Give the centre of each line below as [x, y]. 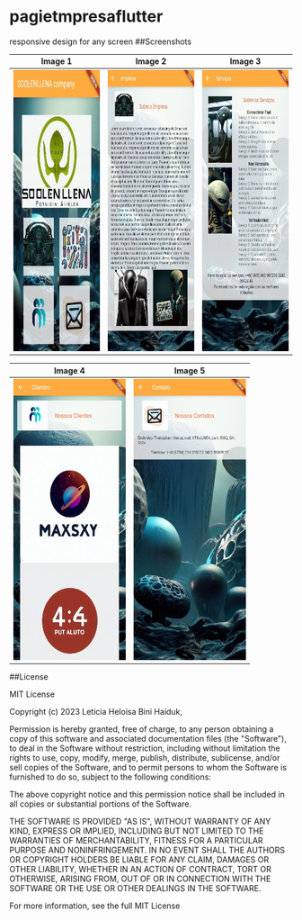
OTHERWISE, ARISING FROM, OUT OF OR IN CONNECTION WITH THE [140, 879]
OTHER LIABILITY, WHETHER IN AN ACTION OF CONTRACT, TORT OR [140, 870]
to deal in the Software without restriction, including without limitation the [145, 748]
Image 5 [190, 370]
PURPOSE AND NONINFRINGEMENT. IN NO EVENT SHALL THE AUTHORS [147, 850]
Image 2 [151, 61]
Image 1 [57, 61]
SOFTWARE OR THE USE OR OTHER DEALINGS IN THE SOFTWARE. [135, 888]
